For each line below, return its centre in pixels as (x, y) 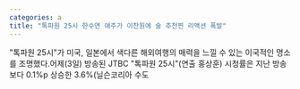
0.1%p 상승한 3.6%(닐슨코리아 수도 (87, 74)
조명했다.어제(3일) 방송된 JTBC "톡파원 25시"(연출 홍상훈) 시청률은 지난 (144, 63)
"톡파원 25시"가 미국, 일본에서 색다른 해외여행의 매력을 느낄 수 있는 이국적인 (142, 52)
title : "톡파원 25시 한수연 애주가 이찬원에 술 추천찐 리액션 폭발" (118, 26)
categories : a (36, 17)
